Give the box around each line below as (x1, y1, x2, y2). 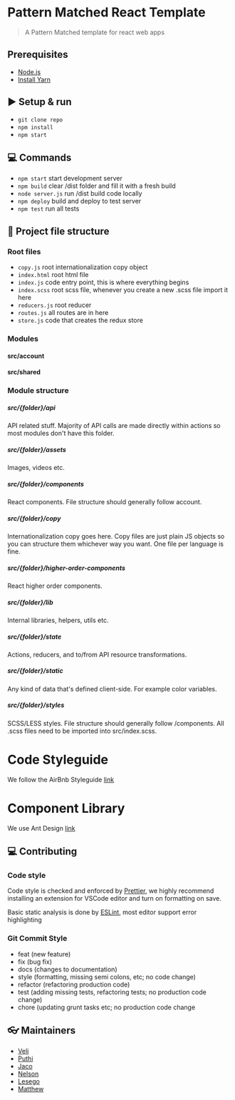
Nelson (17, 1069, 39, 1079)
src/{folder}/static (7, 666, 63, 675)
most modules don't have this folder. (7, 429, 115, 438)
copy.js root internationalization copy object (17, 263, 148, 271)
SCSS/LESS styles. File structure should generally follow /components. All (7, 719, 224, 727)
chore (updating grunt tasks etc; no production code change (17, 1003, 196, 1011)
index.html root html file (17, 271, 89, 279)
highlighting (7, 916, 43, 924)
